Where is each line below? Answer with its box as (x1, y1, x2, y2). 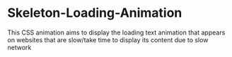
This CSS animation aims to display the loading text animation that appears (7, 28, 226, 37)
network (7, 43, 32, 51)
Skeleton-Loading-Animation (7, 5, 182, 21)
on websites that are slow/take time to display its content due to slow (7, 35, 209, 44)
